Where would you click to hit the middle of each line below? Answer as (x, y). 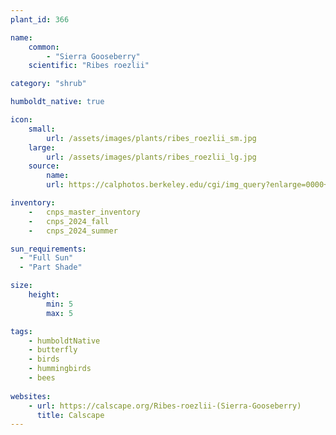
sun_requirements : (48, 249)
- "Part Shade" (51, 267)
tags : (21, 331)
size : (21, 286)
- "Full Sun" (46, 258)
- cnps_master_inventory (84, 212)
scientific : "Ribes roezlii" (89, 66)
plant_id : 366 (40, 19)
